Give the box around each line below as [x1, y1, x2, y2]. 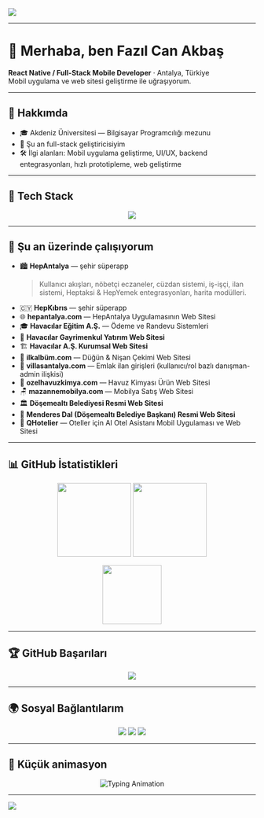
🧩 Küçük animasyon [8, 758, 108, 772]
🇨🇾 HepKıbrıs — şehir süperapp [19, 303, 127, 313]
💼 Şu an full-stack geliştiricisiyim [19, 139, 126, 149]
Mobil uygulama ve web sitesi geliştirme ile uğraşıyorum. [8, 76, 192, 86]
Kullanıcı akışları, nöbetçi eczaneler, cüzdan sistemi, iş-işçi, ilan [38, 279, 244, 289]
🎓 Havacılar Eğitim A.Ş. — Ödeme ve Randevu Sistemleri [19, 322, 209, 331]
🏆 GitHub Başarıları [8, 647, 108, 660]
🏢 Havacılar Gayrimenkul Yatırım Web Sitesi [19, 333, 165, 342]
